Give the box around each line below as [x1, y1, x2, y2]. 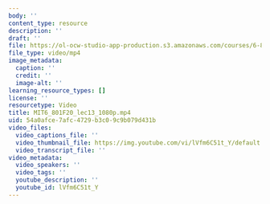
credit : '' [15, 71, 52, 80]
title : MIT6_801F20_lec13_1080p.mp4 [8, 109, 131, 117]
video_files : [8, 124, 52, 132]
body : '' [8, 11, 38, 20]
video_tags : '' [15, 169, 67, 177]
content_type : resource [8, 19, 88, 27]
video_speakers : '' [15, 161, 81, 169]
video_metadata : [8, 153, 63, 161]
